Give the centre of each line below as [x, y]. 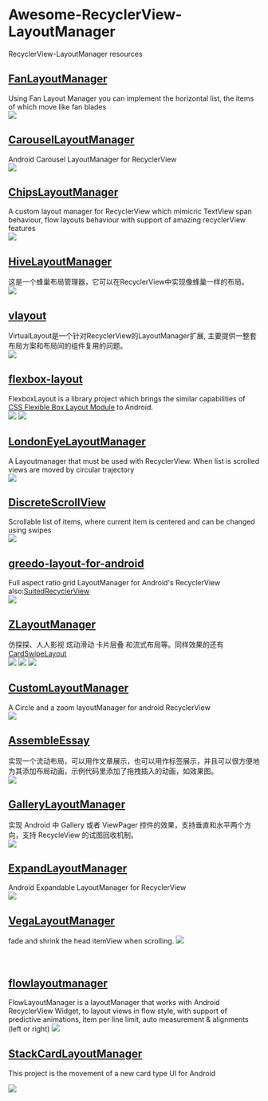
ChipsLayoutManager [63, 192]
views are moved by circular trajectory [71, 469]
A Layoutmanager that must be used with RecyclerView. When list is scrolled [134, 461]
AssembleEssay [49, 741]
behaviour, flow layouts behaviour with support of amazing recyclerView [127, 220]
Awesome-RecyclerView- [95, 15]
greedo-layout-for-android [76, 563]
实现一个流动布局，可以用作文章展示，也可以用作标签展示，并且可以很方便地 [134, 760]
